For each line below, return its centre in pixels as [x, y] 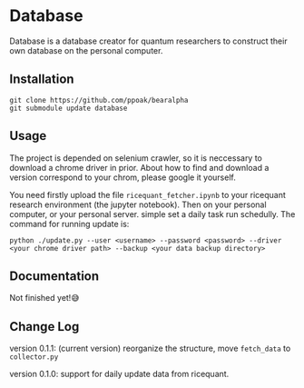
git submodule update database [69, 108]
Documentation [54, 276]
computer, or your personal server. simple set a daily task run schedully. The [152, 214]
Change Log [44, 327]
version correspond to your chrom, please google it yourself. [123, 177]
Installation [42, 80]
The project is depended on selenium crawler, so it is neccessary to [136, 158]
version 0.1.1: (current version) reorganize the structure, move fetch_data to [150, 348]
